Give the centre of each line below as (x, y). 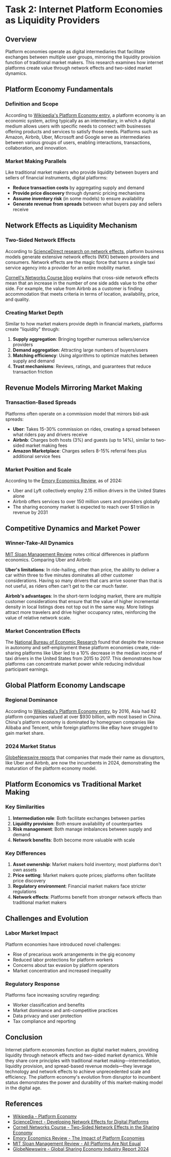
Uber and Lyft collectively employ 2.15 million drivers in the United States (89, 490)
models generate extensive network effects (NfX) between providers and (82, 257)
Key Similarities (25, 807)
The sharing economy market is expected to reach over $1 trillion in (83, 507)
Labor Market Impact (32, 933)
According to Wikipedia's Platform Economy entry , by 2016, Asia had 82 (81, 711)
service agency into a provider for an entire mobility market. (68, 267)
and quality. (18, 299)
